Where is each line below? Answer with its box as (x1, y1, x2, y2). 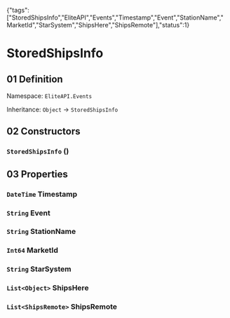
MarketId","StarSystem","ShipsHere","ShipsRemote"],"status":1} (6, 21, 190, 29)
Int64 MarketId (6, 245, 59, 255)
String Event (6, 208, 50, 218)
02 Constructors (6, 125, 81, 137)
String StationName (6, 227, 76, 237)
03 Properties (6, 168, 68, 180)
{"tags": (6, 6, 29, 14)
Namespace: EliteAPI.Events (6, 92, 93, 100)
